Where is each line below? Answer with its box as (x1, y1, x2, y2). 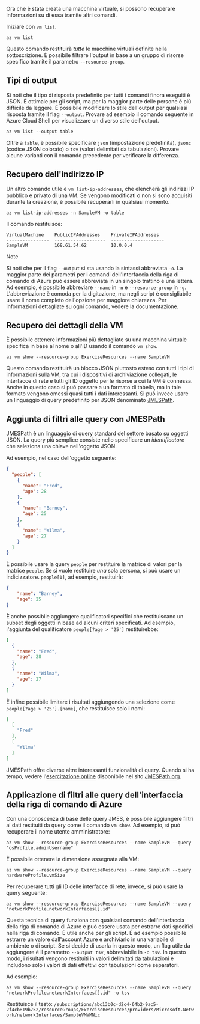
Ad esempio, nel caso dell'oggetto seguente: (6, 454, 117, 462)
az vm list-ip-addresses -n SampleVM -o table (6, 210, 125, 216)
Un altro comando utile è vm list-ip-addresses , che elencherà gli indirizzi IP (6, 185, 195, 192)
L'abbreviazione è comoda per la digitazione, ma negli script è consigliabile (6, 290, 192, 297)
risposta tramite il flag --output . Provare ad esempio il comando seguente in (6, 111, 194, 118)
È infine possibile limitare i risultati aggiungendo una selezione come (6, 698, 175, 706)
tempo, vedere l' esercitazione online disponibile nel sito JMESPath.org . (6, 772, 181, 780)
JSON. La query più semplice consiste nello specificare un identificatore (6, 436, 184, 443)
